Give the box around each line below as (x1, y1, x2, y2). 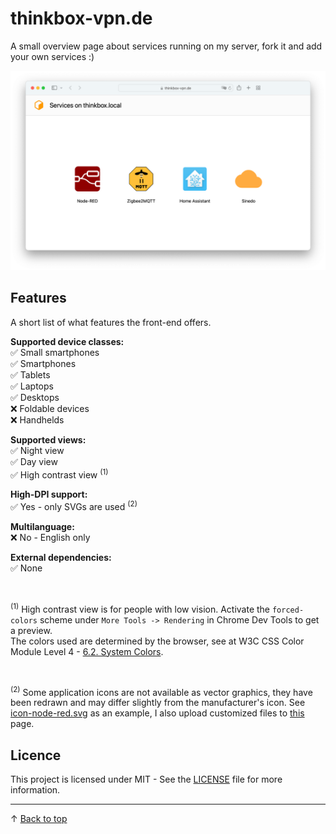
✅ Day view (10, 455, 58, 467)
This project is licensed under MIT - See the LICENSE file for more (10, 773, 283, 786)
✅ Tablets (10, 368, 51, 381)
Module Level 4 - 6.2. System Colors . (10, 645, 164, 657)
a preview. (10, 624, 53, 636)
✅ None (10, 562, 43, 574)
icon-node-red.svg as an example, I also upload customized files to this (10, 707, 305, 719)
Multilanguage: (10, 521, 75, 532)
